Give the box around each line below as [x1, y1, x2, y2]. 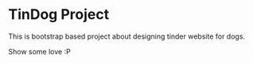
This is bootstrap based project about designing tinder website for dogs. [8, 31, 245, 41]
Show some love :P [8, 46, 72, 56]
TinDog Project [8, 6, 110, 24]
